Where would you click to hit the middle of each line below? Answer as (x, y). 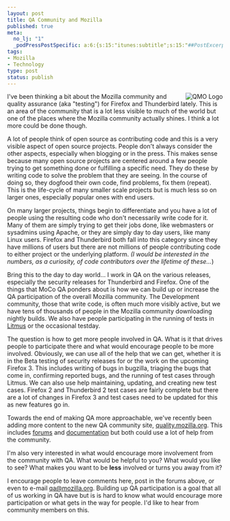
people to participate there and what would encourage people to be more (111, 346)
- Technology (26, 64)
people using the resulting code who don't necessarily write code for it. (108, 218)
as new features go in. (38, 404)
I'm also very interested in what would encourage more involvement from (110, 453)
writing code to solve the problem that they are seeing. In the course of (107, 175)
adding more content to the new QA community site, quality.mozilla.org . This (115, 425)
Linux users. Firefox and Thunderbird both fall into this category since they (112, 240)
